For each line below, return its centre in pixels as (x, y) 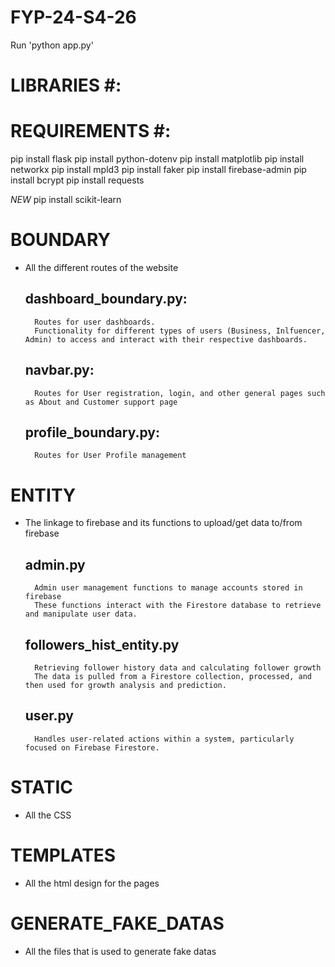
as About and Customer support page (101, 402)
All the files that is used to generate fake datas (120, 951)
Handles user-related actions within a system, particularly (164, 739)
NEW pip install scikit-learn (66, 200)
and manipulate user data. (81, 614)
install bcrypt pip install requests (77, 180)
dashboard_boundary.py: (106, 299)
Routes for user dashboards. (95, 322)
